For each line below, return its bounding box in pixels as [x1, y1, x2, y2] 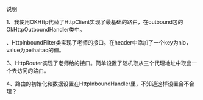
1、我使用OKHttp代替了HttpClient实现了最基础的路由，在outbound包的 [6, 18, 183, 26]
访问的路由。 [16, 67, 49, 74]
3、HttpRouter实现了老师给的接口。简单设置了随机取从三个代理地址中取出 [6, 60, 192, 66]
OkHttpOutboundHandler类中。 [6, 26, 85, 33]
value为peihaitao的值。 [6, 46, 65, 54]
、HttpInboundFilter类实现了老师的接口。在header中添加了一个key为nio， [6, 39, 192, 46]
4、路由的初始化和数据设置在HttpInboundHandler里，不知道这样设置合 [6, 80, 184, 87]
